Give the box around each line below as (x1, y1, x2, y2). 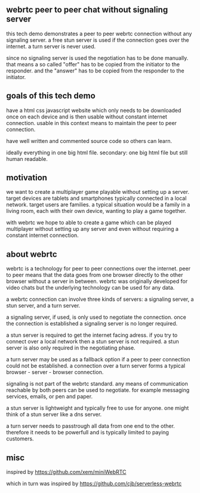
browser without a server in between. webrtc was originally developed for (6, 278, 188, 285)
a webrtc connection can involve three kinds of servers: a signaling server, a (6, 296, 194, 303)
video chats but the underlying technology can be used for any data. (6, 284, 175, 291)
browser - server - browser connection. (6, 369, 104, 376)
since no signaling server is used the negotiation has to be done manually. (6, 54, 189, 62)
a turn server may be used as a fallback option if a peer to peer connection (6, 356, 190, 363)
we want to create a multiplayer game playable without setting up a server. (6, 188, 190, 196)
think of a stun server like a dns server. (6, 411, 102, 418)
